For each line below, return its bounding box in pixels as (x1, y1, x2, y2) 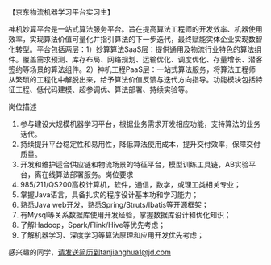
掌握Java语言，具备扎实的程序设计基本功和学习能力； (19, 190, 199, 200)
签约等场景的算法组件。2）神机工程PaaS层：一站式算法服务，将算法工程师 (8, 65, 256, 74)
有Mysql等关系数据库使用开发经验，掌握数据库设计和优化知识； (19, 210, 231, 220)
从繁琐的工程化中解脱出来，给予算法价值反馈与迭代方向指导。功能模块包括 (8, 75, 256, 84)
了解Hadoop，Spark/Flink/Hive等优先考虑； (19, 221, 166, 229)
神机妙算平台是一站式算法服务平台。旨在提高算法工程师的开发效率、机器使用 (8, 24, 263, 34)
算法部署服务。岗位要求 (55, 170, 134, 179)
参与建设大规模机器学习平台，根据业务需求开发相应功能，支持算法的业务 (19, 120, 261, 128)
